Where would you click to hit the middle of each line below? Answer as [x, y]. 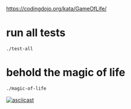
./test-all [20, 49]
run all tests [36, 33]
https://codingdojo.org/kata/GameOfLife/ [57, 9]
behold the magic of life [66, 73]
